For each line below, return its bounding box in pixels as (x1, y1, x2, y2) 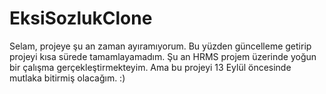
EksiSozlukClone (9, 7, 153, 30)
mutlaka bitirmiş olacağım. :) (9, 72, 126, 84)
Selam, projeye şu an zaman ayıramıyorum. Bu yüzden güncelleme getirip (9, 40, 312, 52)
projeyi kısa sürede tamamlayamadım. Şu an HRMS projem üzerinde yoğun (9, 50, 317, 62)
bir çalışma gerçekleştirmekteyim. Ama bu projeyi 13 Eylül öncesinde (9, 61, 292, 73)
